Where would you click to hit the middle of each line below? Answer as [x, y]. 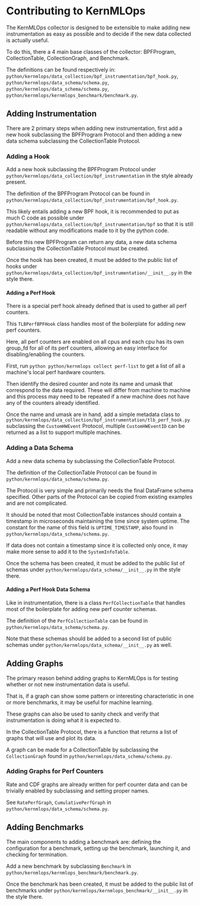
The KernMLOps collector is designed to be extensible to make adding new [98, 27]
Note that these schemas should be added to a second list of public [89, 638]
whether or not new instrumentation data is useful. [68, 684]
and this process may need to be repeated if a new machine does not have [98, 397]
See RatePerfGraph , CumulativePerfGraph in [59, 802]
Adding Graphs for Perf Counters [55, 771]
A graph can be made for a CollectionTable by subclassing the [82, 750]
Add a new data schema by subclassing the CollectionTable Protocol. [91, 461]
